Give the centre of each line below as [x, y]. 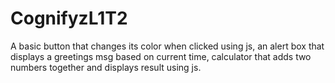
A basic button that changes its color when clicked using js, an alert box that [167, 46]
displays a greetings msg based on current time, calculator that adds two [161, 56]
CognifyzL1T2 [69, 18]
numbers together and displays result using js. [106, 67]
